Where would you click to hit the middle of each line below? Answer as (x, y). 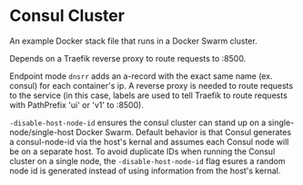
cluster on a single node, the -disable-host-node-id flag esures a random (147, 161)
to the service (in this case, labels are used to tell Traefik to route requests (149, 95)
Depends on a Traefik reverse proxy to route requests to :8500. (128, 58)
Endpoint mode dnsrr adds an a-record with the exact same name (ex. (141, 76)
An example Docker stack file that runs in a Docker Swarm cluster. (133, 41)
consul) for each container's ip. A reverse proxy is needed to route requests (151, 85)
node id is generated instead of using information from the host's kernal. (145, 170)
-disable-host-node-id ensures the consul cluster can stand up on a (138, 122)
